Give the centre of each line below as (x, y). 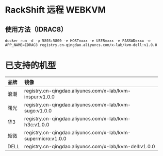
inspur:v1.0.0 (39, 96)
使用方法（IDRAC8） (36, 29)
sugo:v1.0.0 (38, 110)
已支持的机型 (31, 66)
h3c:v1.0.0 (37, 125)
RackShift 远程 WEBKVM (55, 10)
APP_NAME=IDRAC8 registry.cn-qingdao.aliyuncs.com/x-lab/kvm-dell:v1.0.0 (81, 45)
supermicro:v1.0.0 (45, 139)
